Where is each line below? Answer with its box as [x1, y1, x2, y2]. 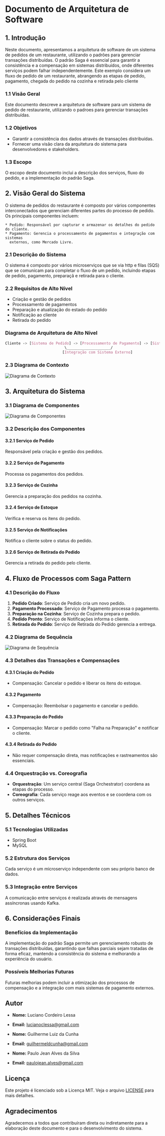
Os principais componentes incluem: [5, 213, 80, 219]
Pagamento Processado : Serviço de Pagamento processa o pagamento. [12, 606, 160, 611]
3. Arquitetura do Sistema [5, 387, 85, 395]
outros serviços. [12, 797, 45, 803]
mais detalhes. [5, 1093, 35, 1098]
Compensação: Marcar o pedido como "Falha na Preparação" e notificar [12, 724, 159, 731]
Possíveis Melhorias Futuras [5, 968, 74, 975]
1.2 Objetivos [5, 124, 37, 131]
